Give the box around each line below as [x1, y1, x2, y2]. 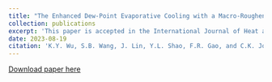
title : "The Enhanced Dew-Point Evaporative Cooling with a [8, 11, 216, 20]
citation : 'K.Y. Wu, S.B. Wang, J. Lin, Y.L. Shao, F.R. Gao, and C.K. [8, 42, 255, 50]
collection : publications [8, 19, 96, 28]
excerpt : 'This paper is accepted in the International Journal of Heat [8, 27, 259, 35]
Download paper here [8, 64, 81, 74]
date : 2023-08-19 [8, 34, 67, 43]
